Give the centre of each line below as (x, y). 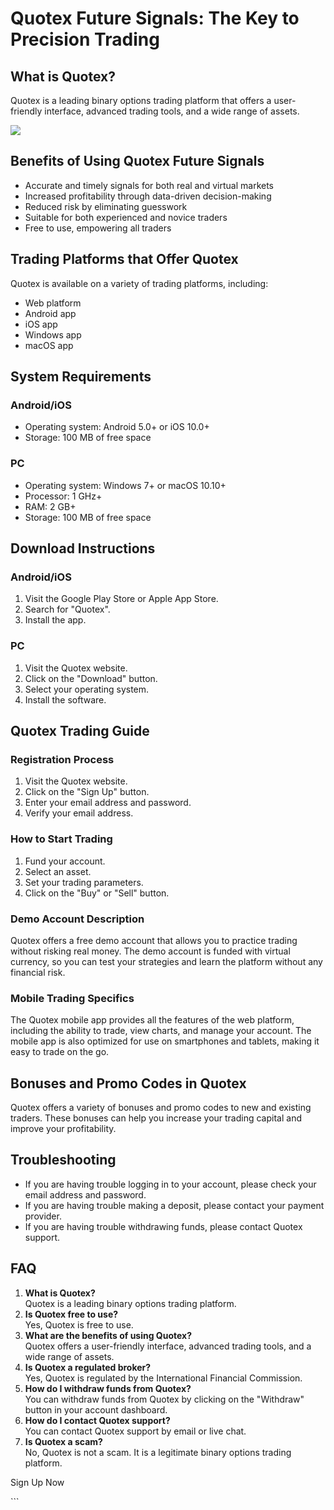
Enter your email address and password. (108, 803)
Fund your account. (65, 861)
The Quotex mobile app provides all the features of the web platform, (152, 1020)
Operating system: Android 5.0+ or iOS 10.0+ (117, 427)
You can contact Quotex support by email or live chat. (135, 1431)
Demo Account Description (77, 919)
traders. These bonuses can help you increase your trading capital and (156, 1118)
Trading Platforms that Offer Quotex (124, 259)
